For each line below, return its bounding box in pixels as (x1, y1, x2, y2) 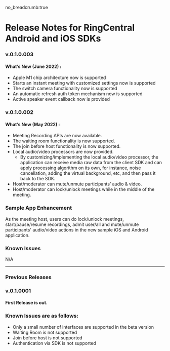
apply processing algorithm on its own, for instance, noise (20, 165, 141, 171)
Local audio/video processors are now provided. (12, 149, 114, 155)
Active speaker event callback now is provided (12, 96, 110, 102)
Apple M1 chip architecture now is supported (12, 74, 106, 81)
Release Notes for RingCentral (5, 22, 135, 33)
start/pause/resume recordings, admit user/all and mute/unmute (5, 221, 139, 227)
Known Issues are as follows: (5, 313, 78, 320)
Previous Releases (5, 274, 52, 281)
